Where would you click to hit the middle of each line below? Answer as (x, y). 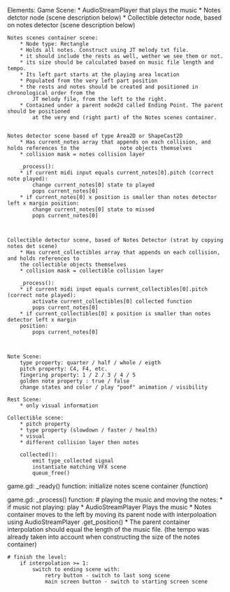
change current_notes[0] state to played (94, 185)
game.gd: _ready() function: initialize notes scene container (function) (108, 486)
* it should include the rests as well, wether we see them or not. (122, 56)
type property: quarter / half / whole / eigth (90, 363)
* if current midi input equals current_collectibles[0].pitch (114, 289)
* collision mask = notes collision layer (82, 154)
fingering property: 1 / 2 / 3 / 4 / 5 (78, 375)
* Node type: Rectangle (55, 44)
